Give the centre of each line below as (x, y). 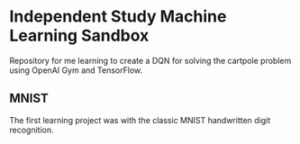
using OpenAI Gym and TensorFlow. (76, 70)
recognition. (32, 130)
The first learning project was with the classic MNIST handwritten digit (140, 120)
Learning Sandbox (79, 36)
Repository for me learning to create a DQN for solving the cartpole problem (150, 60)
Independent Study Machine (118, 17)
